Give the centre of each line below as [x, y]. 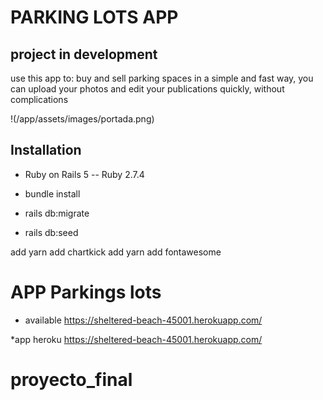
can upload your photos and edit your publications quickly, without [147, 89]
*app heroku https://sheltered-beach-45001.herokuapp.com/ [136, 339]
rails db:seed [51, 232]
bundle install [52, 193]
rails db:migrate [57, 213]
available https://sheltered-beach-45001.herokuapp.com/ [143, 320]
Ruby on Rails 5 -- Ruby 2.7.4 [84, 174]
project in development [84, 54]
